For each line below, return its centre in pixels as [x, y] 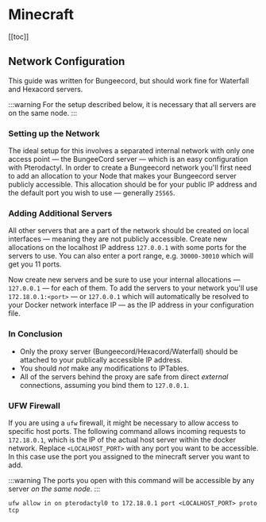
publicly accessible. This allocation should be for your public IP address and [133, 185]
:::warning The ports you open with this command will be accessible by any [131, 480]
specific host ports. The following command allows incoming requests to [127, 431]
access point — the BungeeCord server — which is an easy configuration [128, 159]
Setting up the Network [54, 133]
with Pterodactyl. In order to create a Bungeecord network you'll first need [130, 167]
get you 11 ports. [35, 264]
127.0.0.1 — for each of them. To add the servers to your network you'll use [133, 288]
